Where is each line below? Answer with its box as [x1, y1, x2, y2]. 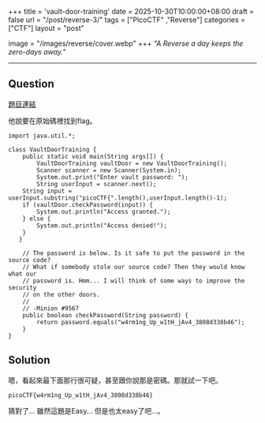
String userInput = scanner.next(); [36, 180, 157, 188]
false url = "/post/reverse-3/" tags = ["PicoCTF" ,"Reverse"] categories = [8, 15, 246, 24]
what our [8, 270, 37, 278]
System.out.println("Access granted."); [36, 208, 171, 215]
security [8, 283, 37, 291]
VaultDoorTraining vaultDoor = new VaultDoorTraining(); [36, 159, 227, 167]
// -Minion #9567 [22, 304, 80, 313]
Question [8, 77, 54, 91]
